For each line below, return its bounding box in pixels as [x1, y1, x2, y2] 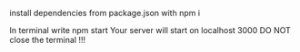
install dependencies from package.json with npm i [9, 8, 201, 18]
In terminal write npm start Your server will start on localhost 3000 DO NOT [9, 25, 291, 35]
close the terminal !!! [9, 35, 86, 45]
